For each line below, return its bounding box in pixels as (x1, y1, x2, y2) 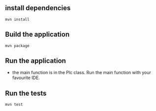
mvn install (5, 17, 30, 22)
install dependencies (5, 4, 71, 12)
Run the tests (5, 89, 47, 97)
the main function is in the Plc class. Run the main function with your (12, 70, 151, 76)
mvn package (5, 43, 30, 48)
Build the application (5, 30, 70, 39)
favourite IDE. (12, 75, 40, 81)
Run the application (5, 56, 66, 65)
